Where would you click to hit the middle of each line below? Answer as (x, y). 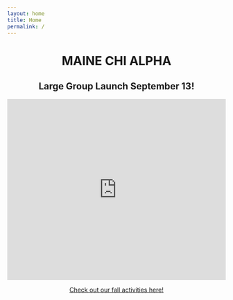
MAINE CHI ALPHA (116, 61)
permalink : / (26, 26)
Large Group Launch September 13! (116, 86)
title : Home (24, 20)
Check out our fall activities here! (116, 290)
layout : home (26, 14)
